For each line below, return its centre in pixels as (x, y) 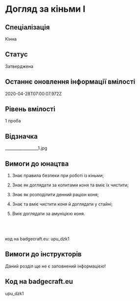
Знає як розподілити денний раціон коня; (55, 195)
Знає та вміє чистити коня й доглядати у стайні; (62, 204)
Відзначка (22, 136)
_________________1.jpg (26, 148)
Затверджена (19, 66)
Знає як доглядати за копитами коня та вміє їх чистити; (70, 185)
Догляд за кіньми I (45, 9)
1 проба (13, 121)
